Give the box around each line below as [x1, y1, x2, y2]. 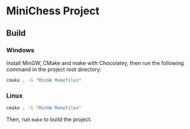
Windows [6, 46, 35, 54]
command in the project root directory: [6, 66, 102, 73]
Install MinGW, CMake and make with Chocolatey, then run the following [6, 59, 184, 66]
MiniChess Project [6, 4, 100, 18]
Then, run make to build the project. [6, 115, 92, 123]
